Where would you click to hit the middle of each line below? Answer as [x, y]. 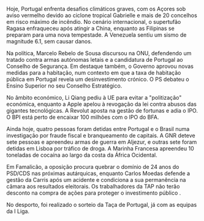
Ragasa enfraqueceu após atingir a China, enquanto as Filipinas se [90, 28]
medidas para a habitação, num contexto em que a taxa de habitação [94, 73]
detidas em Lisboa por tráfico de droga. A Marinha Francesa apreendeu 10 [100, 148]
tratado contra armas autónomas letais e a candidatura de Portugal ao [95, 60]
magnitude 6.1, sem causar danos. [49, 41]
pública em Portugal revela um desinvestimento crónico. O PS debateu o [98, 79]
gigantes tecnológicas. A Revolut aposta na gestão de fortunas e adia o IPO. [102, 110]
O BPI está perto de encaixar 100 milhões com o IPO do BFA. [83, 117]
